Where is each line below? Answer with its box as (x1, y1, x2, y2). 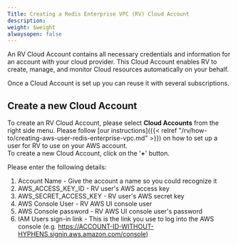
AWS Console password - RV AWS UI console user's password (17, 207, 203, 216)
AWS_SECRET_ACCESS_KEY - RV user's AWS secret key (17, 192, 185, 201)
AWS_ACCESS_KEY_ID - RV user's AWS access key (17, 184, 170, 193)
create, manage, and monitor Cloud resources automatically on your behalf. (7, 65, 229, 74)
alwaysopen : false (7, 30, 62, 38)
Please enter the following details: (7, 163, 107, 171)
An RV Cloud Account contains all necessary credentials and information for (7, 50, 231, 59)
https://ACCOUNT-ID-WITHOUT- (58, 222, 155, 231)
